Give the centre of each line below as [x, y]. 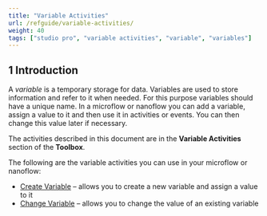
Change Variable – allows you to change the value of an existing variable [139, 203]
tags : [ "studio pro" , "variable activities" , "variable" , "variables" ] [130, 38]
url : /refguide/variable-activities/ [71, 23]
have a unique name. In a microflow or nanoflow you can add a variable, [127, 106]
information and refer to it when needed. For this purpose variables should [131, 98]
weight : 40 [26, 30]
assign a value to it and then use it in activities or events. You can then [124, 115]
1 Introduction [43, 70]
